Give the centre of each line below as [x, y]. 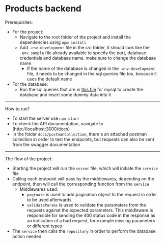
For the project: [28, 32]
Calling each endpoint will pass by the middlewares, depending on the [83, 178]
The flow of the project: [29, 159]
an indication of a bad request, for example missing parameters [91, 220]
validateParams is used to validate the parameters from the [86, 205]
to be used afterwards [49, 200]
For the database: [30, 84]
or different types [44, 226]
